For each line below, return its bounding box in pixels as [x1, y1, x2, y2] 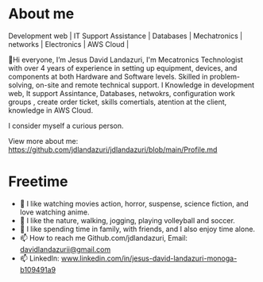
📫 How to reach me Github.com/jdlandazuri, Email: [19, 233, 188, 242]
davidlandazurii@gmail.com [19, 244, 111, 254]
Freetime [8, 172, 69, 191]
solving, [8, 80, 34, 90]
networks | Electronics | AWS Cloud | [8, 39, 130, 48]
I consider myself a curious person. [8, 121, 125, 130]
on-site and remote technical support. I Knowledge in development [35, 80, 255, 90]
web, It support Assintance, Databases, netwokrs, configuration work [8, 88, 236, 98]
